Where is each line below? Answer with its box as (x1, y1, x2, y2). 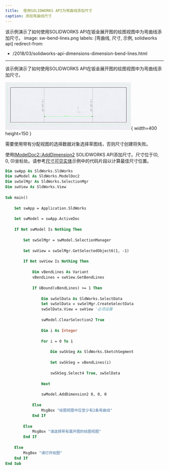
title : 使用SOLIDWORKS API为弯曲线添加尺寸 (5, 8, 93, 13)
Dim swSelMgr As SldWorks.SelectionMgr (5, 179, 89, 184)
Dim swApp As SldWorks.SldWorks (5, 168, 73, 173)
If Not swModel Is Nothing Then (14, 227, 82, 232)
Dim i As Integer (41, 328, 78, 333)
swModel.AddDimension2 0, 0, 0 (41, 392, 107, 397)
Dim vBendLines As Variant (32, 270, 89, 275)
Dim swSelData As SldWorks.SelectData (41, 296, 123, 301)
